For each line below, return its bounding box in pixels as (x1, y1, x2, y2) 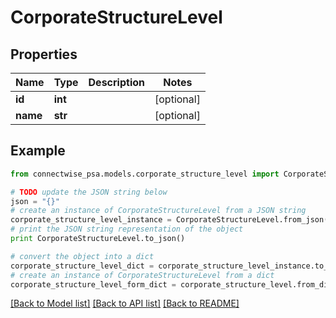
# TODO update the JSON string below (10, 187, 168, 197)
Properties (10, 46, 78, 63)
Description (88, 76, 145, 89)
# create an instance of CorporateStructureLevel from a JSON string (10, 206, 307, 216)
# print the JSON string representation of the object (10, 224, 244, 235)
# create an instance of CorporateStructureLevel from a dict (10, 270, 275, 280)
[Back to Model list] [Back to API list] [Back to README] (10, 297, 240, 310)
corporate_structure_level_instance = (10, 215, 172, 225)
